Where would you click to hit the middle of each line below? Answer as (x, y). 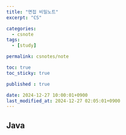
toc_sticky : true (28, 73)
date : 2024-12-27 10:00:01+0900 (47, 95)
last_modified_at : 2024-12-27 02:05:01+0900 (63, 101)
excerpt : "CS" (24, 18)
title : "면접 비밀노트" (32, 12)
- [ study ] (24, 46)
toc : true (19, 67)
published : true (28, 84)
